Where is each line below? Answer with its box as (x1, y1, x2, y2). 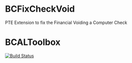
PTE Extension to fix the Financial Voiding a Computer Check (5, 20, 128, 25)
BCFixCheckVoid (5, 3, 75, 15)
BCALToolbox (5, 37, 61, 48)
